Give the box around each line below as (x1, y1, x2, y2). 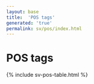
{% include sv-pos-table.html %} (6, 71, 89, 79)
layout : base (6, 8, 39, 15)
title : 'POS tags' (6, 14, 55, 20)
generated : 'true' (6, 20, 52, 26)
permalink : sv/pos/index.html (6, 25, 83, 32)
